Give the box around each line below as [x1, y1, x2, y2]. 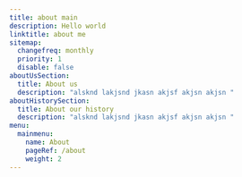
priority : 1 [17, 55, 63, 63]
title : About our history [17, 105, 115, 114]
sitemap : [9, 38, 42, 47]
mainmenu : [17, 130, 54, 139]
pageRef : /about [25, 146, 87, 155]
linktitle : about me [9, 29, 87, 38]
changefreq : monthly [17, 46, 94, 55]
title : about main [9, 13, 78, 22]
